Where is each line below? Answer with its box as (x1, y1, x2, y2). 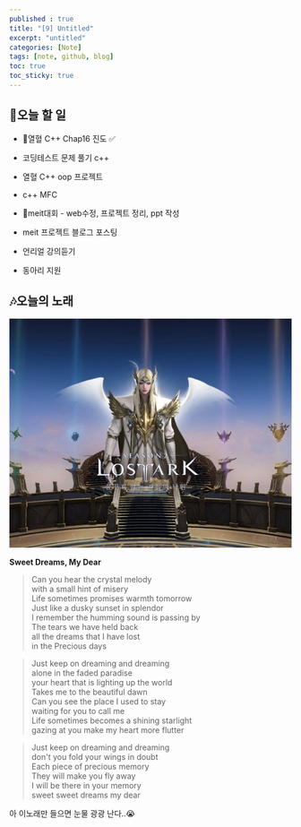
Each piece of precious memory (30, 762, 150, 772)
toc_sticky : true (9, 72, 74, 81)
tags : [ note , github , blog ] (9, 52, 115, 62)
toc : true (9, 62, 47, 71)
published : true (9, 14, 74, 23)
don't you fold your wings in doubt (30, 752, 159, 762)
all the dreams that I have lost (30, 632, 141, 642)
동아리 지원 (21, 264, 62, 275)
